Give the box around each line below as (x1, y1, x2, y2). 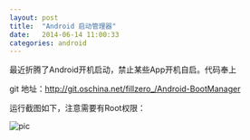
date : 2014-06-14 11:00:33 (9, 30, 120, 39)
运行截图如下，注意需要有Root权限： (9, 103, 147, 114)
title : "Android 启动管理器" (9, 22, 117, 31)
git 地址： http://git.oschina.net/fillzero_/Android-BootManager (9, 83, 241, 95)
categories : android (9, 38, 88, 48)
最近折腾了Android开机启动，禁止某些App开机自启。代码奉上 (9, 64, 237, 75)
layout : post (9, 13, 59, 23)
